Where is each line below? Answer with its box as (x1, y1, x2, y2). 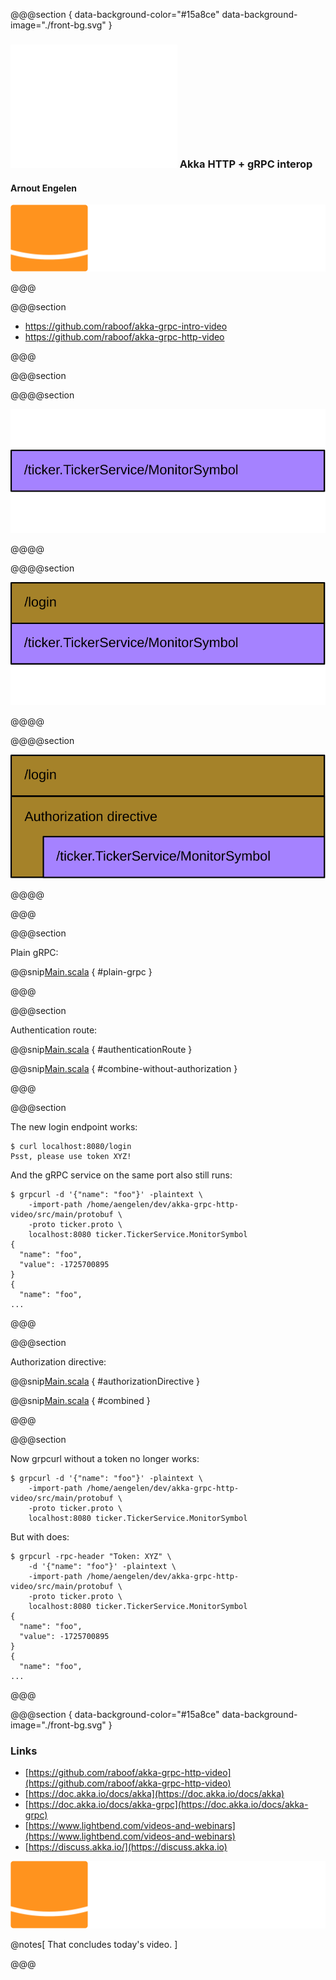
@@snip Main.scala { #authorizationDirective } (10, 1375, 200, 1388)
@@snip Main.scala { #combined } (10, 1395, 151, 1407)
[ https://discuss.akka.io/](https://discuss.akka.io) (24, 1841, 228, 1853)
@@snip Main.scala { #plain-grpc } (10, 966, 153, 978)
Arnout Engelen (10, 182, 77, 194)
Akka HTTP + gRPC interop (179, 157, 313, 171)
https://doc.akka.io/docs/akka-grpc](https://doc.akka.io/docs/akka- (28, 1799, 309, 1811)
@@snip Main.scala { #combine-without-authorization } (10, 1063, 238, 1075)
